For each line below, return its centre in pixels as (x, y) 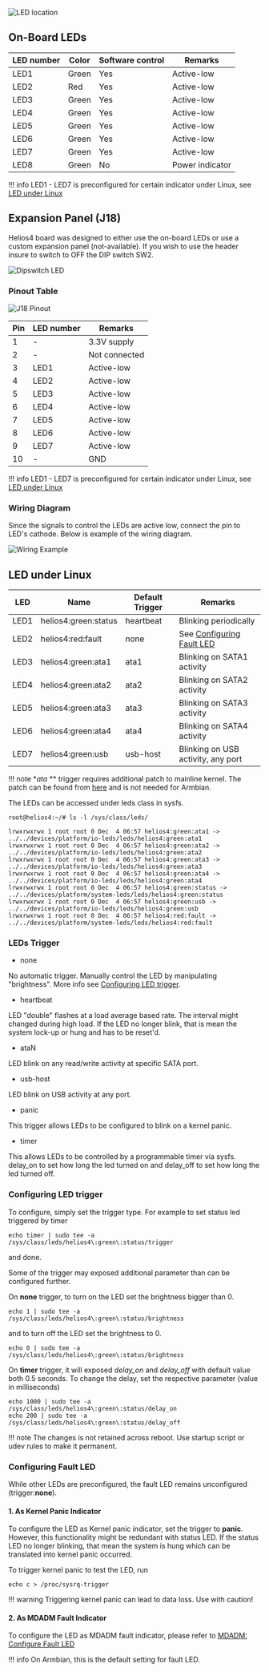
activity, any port (211, 759)
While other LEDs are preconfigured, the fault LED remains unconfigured (128, 1484)
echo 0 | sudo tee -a (44, 1348)
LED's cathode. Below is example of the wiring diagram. (100, 534)
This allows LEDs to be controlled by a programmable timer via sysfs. (122, 1157)
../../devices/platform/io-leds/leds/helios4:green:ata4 (105, 881)
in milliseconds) (34, 1387)
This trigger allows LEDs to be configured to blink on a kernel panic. (120, 1125)
